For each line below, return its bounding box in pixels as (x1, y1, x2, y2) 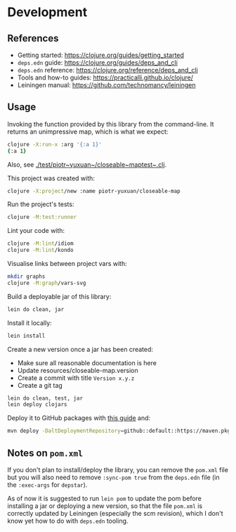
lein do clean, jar (7, 305, 65, 313)
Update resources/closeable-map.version (17, 366, 138, 374)
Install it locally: (7, 318, 53, 327)
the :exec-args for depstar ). (7, 481, 88, 489)
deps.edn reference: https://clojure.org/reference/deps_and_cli (17, 66, 198, 74)
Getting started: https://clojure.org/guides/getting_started (17, 51, 185, 59)
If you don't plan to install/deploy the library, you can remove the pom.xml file (7, 466, 228, 474)
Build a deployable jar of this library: (7, 292, 112, 300)
